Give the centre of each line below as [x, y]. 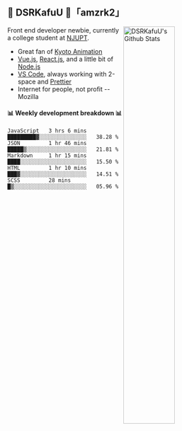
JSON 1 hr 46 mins [47, 144]
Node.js [29, 67]
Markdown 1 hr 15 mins [47, 156]
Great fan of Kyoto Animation [60, 51]
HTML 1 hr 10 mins [47, 168]
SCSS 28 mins [39, 180]
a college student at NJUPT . [49, 38]
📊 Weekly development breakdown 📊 [65, 113]
